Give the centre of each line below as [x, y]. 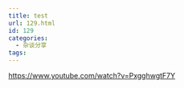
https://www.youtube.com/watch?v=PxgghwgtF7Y [92, 76]
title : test [28, 16]
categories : [28, 38]
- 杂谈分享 [31, 46]
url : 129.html [32, 23]
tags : [17, 53]
